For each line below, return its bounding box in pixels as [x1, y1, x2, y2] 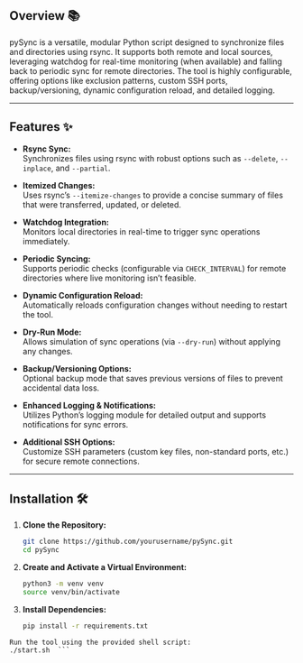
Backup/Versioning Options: [22, 363, 133, 373]
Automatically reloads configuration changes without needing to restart [22, 299, 288, 310]
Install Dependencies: [22, 603, 106, 614]
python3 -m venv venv [22, 579, 105, 589]
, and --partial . [50, 162, 111, 173]
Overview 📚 [9, 8, 81, 23]
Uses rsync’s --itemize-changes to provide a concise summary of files [22, 189, 284, 200]
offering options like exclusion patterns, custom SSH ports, [9, 75, 228, 86]
